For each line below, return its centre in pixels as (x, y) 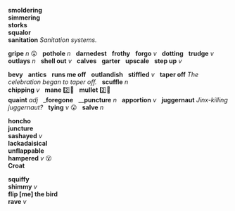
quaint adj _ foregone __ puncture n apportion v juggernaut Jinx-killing (118, 100)
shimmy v (23, 186)
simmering (24, 18)
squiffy (19, 179)
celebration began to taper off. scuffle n (68, 82)
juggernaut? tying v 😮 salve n (56, 107)
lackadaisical (28, 143)
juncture (21, 128)
